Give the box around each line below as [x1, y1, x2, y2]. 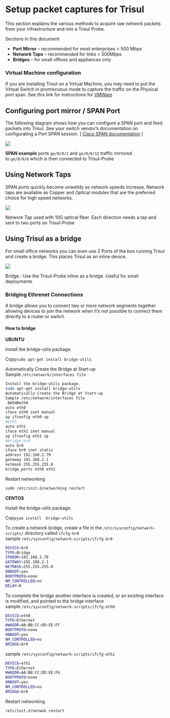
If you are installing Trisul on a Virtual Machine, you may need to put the [5, 81, 156, 87]
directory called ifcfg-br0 [24, 530, 80, 536]
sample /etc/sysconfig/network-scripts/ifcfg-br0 [5, 535, 113, 542]
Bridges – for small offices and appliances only [12, 56, 112, 62]
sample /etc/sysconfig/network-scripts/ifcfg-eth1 [5, 651, 115, 657]
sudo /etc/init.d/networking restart [5, 485, 85, 491]
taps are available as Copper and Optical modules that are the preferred [5, 189, 156, 195]
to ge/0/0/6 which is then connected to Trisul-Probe [5, 156, 114, 162]
